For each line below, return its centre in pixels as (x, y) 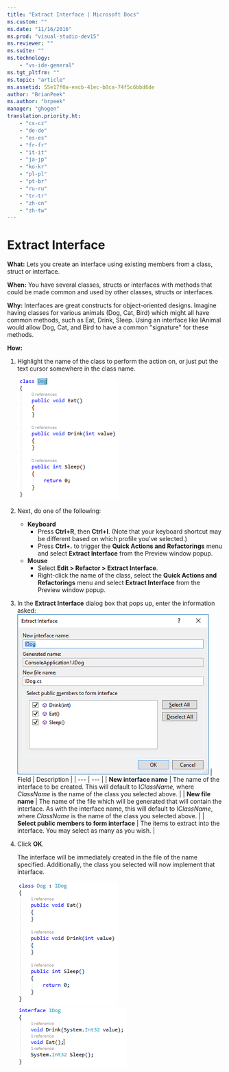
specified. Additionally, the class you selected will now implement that (116, 865)
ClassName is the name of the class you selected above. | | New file (114, 794)
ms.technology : (29, 58)
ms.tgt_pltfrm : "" (33, 72)
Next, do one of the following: (59, 511)
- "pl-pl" (34, 174)
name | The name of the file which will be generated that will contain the (119, 802)
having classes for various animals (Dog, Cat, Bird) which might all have (108, 313)
